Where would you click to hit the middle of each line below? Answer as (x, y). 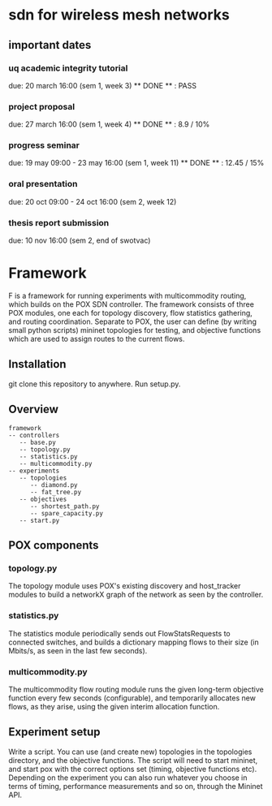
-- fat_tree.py (56, 492)
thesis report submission (59, 222)
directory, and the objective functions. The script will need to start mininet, (133, 760)
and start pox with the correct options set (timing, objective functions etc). (133, 769)
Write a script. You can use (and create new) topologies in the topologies (130, 752)
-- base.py (38, 442)
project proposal (42, 106)
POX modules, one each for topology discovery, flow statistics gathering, (131, 313)
